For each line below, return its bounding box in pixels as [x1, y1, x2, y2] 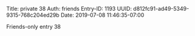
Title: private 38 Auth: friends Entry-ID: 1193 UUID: [6, 5, 132, 12]
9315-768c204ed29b [6, 11, 60, 19]
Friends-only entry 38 [6, 23, 61, 30]
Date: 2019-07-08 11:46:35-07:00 [60, 11, 145, 19]
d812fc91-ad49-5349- [133, 5, 190, 12]
